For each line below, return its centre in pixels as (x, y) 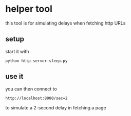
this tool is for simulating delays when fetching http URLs (65, 23)
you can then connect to (31, 89)
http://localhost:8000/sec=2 (36, 98)
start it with (17, 51)
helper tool (29, 9)
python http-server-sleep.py (36, 61)
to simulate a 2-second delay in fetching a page (56, 107)
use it (14, 76)
